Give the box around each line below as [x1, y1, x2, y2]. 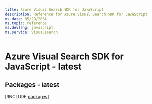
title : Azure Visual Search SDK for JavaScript [5, 7, 104, 12]
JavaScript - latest [5, 62, 82, 72]
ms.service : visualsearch [5, 30, 58, 35]
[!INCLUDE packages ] [5, 94, 49, 99]
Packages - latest [5, 81, 60, 89]
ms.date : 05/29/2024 [5, 16, 47, 21]
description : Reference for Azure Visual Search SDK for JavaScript [5, 12, 148, 17]
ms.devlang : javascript [5, 25, 54, 30]
